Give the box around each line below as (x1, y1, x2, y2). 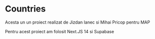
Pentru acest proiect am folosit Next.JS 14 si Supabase (5, 28, 114, 34)
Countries (5, 3, 46, 14)
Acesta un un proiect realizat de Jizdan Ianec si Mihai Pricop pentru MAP (5, 19, 151, 25)
